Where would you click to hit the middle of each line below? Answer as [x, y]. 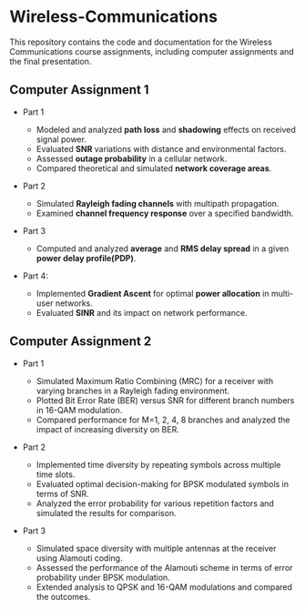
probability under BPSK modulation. [103, 577]
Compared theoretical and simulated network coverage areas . [154, 168]
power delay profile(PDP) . [86, 258]
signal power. [61, 139]
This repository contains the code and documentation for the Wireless [141, 42]
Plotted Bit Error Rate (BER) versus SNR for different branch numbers [165, 400]
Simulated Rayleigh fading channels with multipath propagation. [158, 203]
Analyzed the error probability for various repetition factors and [155, 503]
